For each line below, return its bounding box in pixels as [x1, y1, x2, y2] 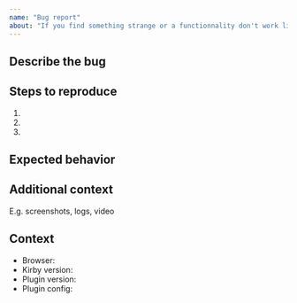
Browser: [21, 254, 56, 266]
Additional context [9, 183, 113, 198]
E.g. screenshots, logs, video [9, 206, 115, 216]
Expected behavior [9, 152, 116, 167]
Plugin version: [21, 274, 77, 284]
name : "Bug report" [9, 12, 81, 22]
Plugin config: [21, 283, 73, 293]
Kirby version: [21, 264, 73, 275]
